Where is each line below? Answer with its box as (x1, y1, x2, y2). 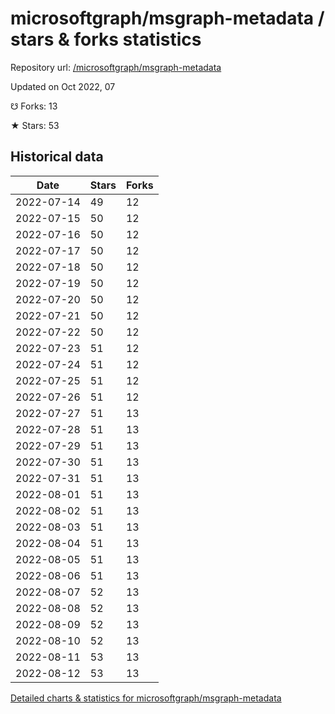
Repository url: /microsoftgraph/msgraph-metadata (10, 61, 222, 73)
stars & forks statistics (10, 28, 202, 51)
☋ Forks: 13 (10, 100, 58, 112)
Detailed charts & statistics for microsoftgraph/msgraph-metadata (10, 692, 282, 704)
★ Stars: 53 (10, 119, 60, 131)
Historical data (10, 148, 104, 166)
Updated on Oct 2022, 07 (10, 80, 116, 92)
